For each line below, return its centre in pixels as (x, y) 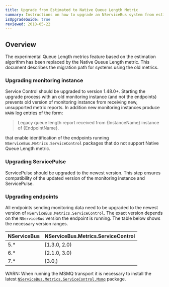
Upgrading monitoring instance (44, 80)
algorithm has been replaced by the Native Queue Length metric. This (77, 62)
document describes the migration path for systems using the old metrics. (82, 67)
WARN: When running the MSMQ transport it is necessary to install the (78, 273)
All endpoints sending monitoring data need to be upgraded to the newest (82, 207)
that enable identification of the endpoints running (57, 138)
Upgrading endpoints (32, 197)
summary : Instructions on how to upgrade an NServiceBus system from (80, 15)
